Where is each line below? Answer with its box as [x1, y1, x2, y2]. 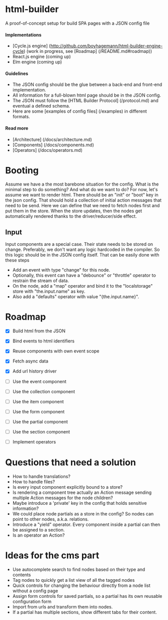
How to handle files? [12, 479, 55, 485]
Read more [5, 125, 29, 131]
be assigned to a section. [12, 526, 65, 533]
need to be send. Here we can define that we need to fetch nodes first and [5, 203, 160, 209]
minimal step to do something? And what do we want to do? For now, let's [5, 187, 158, 193]
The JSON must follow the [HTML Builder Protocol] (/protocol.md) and [12, 98, 158, 104]
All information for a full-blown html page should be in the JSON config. [12, 92, 161, 99]
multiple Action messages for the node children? [12, 494, 113, 501]
